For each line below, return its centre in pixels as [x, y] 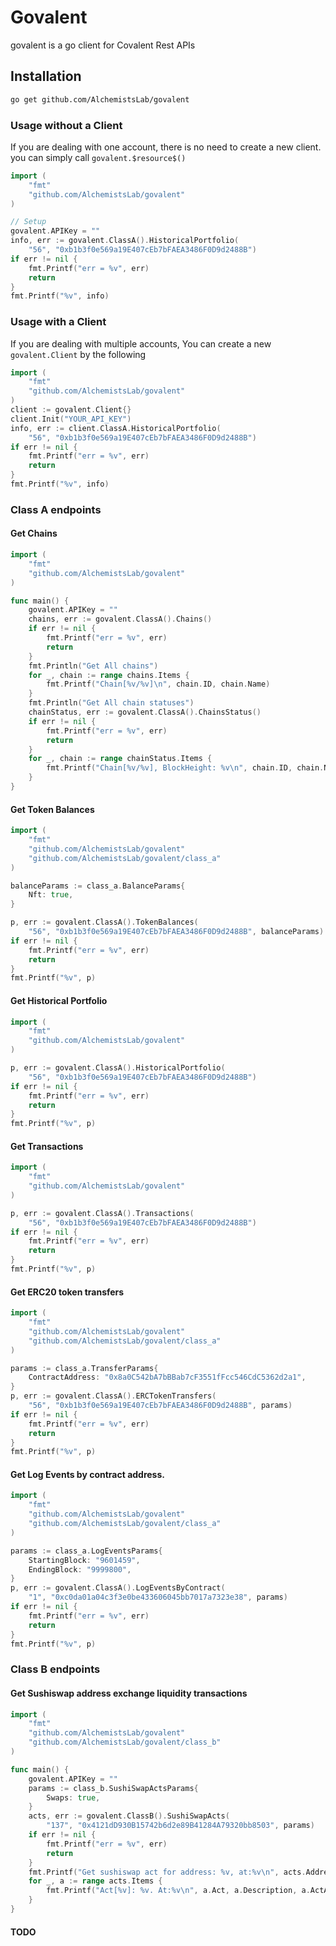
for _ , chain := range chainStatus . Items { [120, 759]
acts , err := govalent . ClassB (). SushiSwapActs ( [129, 1816]
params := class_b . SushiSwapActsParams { [113, 1788]
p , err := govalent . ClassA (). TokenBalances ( [104, 922]
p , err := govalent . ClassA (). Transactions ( [102, 1213]
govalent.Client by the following [78, 354]
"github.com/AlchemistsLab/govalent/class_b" [125, 1742]
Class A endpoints [56, 509]
